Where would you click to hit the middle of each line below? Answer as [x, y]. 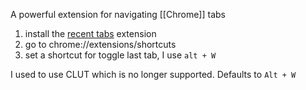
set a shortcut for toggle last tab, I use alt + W [120, 55]
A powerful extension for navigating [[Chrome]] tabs [118, 14]
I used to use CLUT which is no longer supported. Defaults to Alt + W [153, 74]
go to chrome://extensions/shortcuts [100, 44]
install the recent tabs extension [90, 33]
